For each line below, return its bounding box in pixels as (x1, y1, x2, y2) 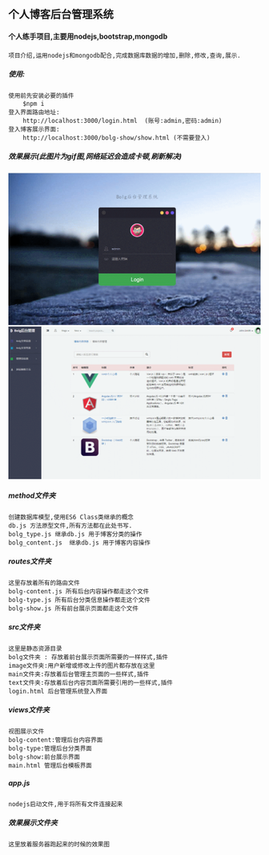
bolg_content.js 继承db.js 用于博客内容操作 (8, 539, 151, 547)
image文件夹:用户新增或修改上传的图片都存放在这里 (8, 662, 155, 670)
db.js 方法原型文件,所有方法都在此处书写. (8, 521, 133, 530)
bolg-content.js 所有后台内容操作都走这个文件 (8, 587, 150, 596)
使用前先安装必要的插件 (8, 92, 74, 100)
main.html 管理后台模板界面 (8, 761, 92, 769)
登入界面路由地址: (8, 108, 60, 116)
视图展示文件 (8, 727, 45, 735)
